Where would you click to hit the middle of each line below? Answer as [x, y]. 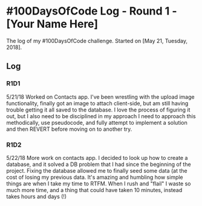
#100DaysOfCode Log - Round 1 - [92, 11]
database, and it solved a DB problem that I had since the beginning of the [99, 164]
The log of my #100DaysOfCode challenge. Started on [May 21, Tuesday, [97, 41]
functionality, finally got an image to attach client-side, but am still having [97, 103]
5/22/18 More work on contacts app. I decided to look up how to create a [97, 158]
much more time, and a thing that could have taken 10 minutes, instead [94, 190]
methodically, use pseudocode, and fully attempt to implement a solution [97, 122]
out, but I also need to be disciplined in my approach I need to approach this [101, 116]
